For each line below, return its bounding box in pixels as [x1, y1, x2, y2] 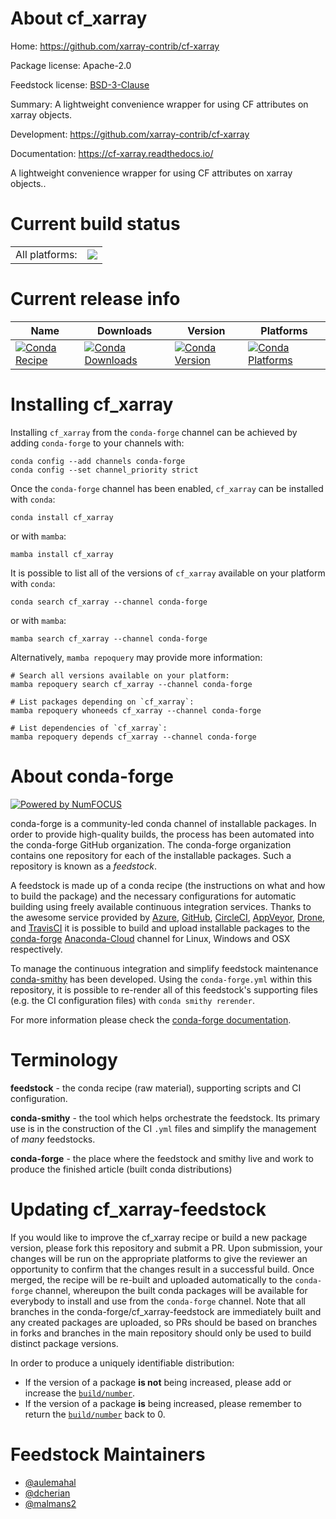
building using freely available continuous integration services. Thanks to [10, 900, 312, 912]
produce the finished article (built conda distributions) [10, 1163, 233, 1175]
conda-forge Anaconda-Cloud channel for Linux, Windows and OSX [10, 932, 291, 944]
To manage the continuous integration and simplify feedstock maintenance [10, 962, 319, 974]
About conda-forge [10, 765, 174, 787]
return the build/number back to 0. [24, 1408, 166, 1420]
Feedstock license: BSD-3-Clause [10, 78, 150, 91]
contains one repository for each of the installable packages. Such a [10, 849, 292, 861]
